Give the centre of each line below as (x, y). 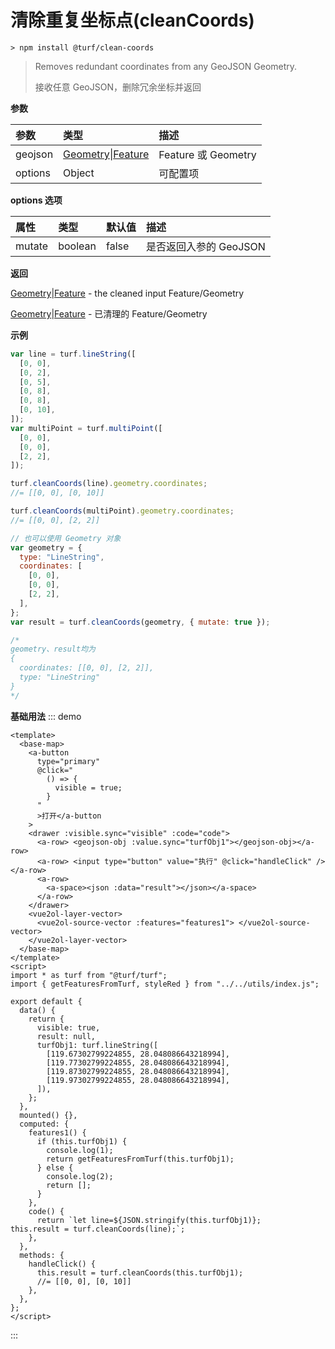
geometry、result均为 (53, 649)
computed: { (44, 1124)
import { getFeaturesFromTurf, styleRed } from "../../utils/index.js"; (165, 984)
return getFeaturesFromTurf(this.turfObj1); (140, 1159)
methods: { (42, 1255)
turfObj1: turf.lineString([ (97, 1045)
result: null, (66, 1036)
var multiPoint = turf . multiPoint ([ (86, 428)
